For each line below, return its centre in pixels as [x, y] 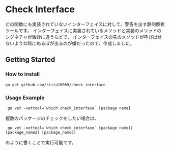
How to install [22, 74]
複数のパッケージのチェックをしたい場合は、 [52, 118]
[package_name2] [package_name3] [41, 132]
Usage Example [25, 97]
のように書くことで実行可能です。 [41, 142]
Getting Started [30, 60]
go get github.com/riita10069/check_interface [55, 85]
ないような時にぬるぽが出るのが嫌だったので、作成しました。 [70, 43]
